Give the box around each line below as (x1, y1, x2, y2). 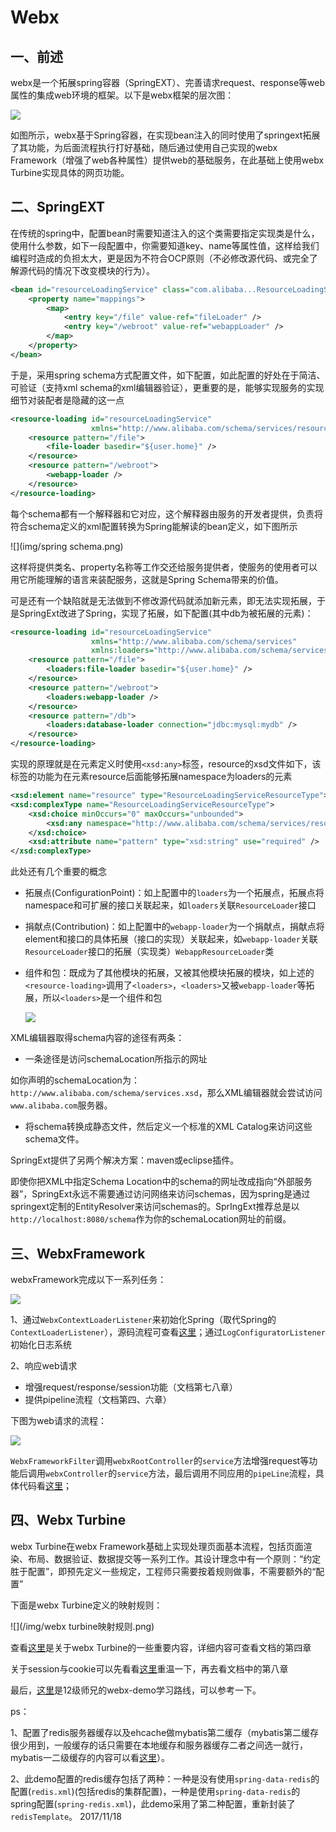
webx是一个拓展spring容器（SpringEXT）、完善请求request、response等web (10, 77, 326, 88)
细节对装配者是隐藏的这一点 (10, 394, 125, 406)
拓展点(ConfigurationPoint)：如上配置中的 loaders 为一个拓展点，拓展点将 (24, 887, 325, 899)
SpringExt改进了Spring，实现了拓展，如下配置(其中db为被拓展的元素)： (18, 607, 314, 619)
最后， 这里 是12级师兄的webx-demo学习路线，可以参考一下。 (10, 1684, 262, 1696)
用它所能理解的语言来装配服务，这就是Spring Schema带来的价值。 (10, 573, 284, 585)
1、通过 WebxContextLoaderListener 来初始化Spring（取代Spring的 (10, 1314, 277, 1325)
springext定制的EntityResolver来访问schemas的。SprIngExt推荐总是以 (10, 1201, 300, 1213)
